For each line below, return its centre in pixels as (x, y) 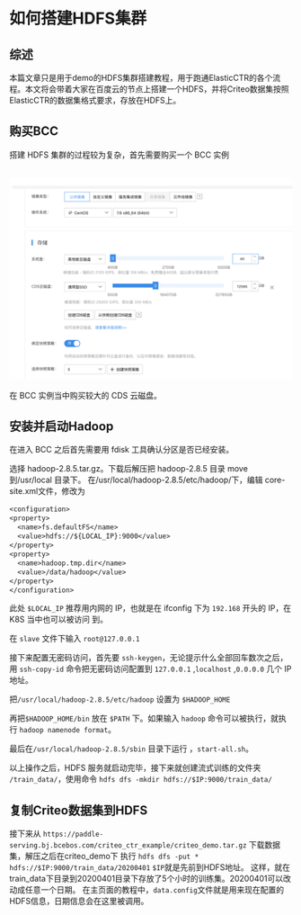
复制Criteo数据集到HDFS (79, 810)
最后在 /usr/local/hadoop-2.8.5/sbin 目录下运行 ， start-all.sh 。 (132, 749)
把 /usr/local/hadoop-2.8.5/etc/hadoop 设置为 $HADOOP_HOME (120, 699)
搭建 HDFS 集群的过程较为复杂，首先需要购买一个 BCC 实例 (120, 155)
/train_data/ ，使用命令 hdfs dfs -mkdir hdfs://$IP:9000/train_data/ (141, 779)
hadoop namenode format (64, 731)
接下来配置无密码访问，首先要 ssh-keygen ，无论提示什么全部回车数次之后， (149, 658)
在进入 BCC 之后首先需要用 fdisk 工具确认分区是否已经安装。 (122, 450)
